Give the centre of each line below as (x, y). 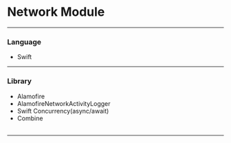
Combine (30, 118)
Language (24, 42)
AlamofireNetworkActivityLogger (64, 103)
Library (20, 81)
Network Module (56, 12)
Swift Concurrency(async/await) (63, 111)
